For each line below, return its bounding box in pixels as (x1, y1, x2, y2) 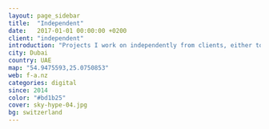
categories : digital (8, 79, 78, 87)
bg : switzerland (8, 109, 62, 117)
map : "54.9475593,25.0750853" (8, 64, 110, 72)
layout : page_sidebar (8, 11, 81, 20)
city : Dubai (8, 49, 48, 57)
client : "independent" (8, 34, 84, 42)
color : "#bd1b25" (8, 94, 66, 102)
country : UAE (8, 57, 52, 65)
